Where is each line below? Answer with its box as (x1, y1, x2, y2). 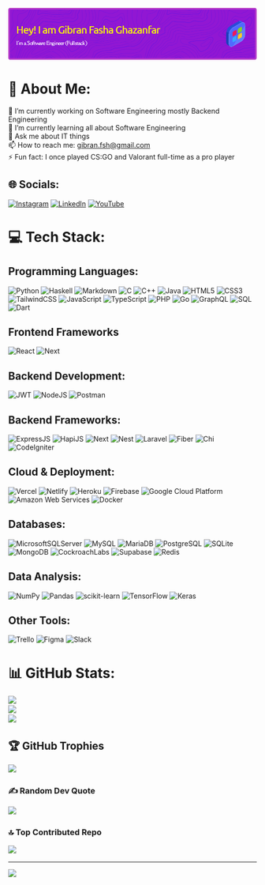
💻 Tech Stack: (8, 228, 106, 246)
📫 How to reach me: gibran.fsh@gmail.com (8, 140, 151, 149)
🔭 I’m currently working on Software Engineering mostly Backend (8, 106, 220, 115)
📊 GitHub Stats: (8, 664, 116, 682)
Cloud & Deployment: (8, 465, 115, 479)
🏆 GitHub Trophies (8, 739, 105, 752)
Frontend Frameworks (8, 326, 120, 339)
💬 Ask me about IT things (8, 131, 91, 141)
